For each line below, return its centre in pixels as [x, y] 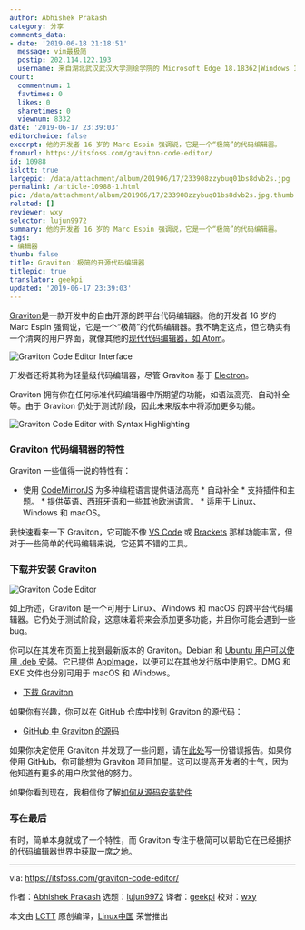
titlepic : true [38, 272]
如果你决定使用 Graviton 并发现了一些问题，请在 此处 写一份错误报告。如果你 [151, 750]
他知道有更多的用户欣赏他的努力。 [73, 773]
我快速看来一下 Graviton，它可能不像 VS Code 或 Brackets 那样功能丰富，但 [151, 532]
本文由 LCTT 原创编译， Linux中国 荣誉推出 [89, 915]
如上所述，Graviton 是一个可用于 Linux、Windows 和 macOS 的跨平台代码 [148, 608]
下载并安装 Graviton [53, 569]
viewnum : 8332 [44, 119]
